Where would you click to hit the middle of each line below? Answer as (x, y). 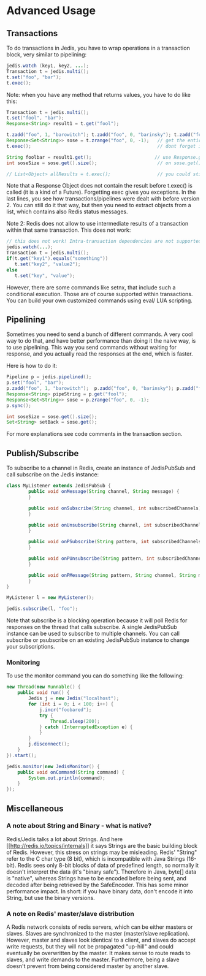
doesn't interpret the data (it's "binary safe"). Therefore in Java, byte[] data (101, 872)
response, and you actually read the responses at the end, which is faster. (100, 354)
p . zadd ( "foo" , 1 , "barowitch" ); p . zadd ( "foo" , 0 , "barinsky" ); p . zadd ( (101, 389)
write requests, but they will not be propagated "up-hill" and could (90, 947)
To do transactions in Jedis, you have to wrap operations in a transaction (98, 48)
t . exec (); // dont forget (101, 146)
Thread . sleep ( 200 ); (75, 721)
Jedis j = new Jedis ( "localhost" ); (74, 699)
